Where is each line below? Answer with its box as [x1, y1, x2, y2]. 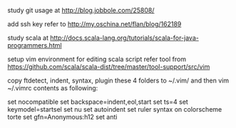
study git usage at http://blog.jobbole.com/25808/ [7, 6, 155, 14]
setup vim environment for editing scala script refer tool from [7, 55, 187, 63]
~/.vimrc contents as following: [7, 84, 98, 92]
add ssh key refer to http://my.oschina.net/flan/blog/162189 [7, 20, 182, 28]
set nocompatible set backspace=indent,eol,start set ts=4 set [7, 97, 189, 106]
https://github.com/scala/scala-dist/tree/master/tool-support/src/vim [7, 63, 210, 70]
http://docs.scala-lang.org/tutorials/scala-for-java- [49, 33, 200, 42]
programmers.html [7, 41, 62, 49]
